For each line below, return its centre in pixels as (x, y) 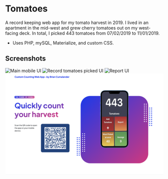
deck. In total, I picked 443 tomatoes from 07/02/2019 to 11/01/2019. (90, 33)
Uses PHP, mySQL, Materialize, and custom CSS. (63, 42)
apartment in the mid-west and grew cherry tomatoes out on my (71, 27)
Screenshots (26, 59)
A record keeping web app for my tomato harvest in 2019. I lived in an (77, 22)
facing (12, 33)
